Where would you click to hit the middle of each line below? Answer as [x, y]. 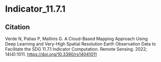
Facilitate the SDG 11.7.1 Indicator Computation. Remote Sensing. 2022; [76, 49]
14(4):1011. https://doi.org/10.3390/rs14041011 [51, 54]
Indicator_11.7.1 [35, 9]
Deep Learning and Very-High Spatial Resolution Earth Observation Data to [80, 44]
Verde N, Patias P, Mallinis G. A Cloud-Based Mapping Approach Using [77, 39]
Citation [18, 27]
